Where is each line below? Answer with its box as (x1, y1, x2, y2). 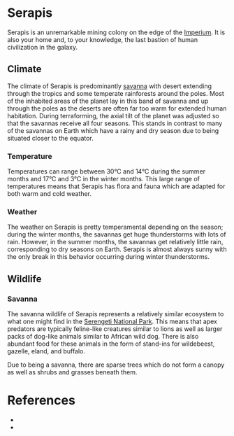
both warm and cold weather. (7, 190, 92, 198)
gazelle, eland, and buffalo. (7, 347, 86, 356)
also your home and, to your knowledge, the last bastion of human (7, 35, 198, 43)
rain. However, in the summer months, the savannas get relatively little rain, (7, 238, 224, 246)
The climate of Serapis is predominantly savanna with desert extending (7, 82, 212, 90)
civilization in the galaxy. (7, 43, 78, 51)
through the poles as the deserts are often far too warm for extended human (7, 104, 227, 113)
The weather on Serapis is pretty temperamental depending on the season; (7, 223, 224, 232)
